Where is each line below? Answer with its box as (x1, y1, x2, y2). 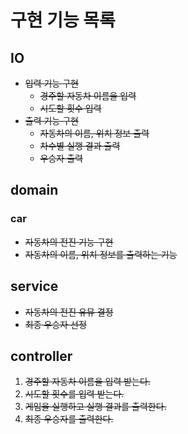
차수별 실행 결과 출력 (39, 140, 121, 151)
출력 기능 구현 (24, 115, 79, 126)
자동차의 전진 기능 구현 (24, 236, 114, 248)
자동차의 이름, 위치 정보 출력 (39, 127, 150, 139)
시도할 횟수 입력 (39, 102, 102, 114)
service (10, 278, 59, 295)
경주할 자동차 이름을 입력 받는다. (24, 376, 151, 388)
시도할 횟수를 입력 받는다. (24, 388, 125, 400)
